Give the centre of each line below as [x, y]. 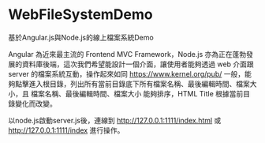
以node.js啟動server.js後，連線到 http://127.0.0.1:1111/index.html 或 [115, 120]
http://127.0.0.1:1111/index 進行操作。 [66, 130]
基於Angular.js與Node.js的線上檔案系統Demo [81, 37]
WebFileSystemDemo [80, 15]
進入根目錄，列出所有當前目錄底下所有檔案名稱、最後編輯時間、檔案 [139, 84]
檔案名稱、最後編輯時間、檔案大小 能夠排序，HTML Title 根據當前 [137, 93]
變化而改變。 [35, 103]
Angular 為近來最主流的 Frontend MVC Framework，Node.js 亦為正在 [120, 54]
